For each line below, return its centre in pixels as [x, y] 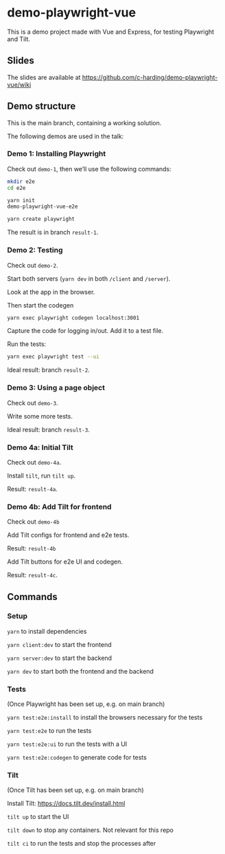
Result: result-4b [32, 548]
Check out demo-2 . [33, 265]
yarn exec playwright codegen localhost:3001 [73, 318]
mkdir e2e [21, 181]
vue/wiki [19, 85]
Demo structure [42, 106]
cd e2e [16, 188]
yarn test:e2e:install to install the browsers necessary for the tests [105, 718]
